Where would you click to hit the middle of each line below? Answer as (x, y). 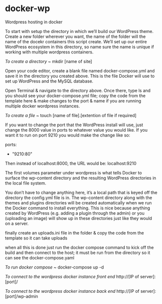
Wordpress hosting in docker (34, 22)
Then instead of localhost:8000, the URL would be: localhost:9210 (71, 163)
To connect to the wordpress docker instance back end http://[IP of (72, 291)
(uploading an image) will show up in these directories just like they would (79, 218)
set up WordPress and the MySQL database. (49, 81)
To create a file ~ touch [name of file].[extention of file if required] (71, 115)
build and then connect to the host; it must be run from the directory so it (78, 253)
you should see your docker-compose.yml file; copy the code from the (75, 96)
